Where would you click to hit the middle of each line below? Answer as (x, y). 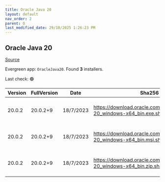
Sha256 (149, 93)
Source (12, 59)
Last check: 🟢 (20, 78)
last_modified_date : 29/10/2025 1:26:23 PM (50, 28)
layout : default (22, 14)
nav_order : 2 (18, 19)
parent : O (15, 23)
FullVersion (44, 93)
